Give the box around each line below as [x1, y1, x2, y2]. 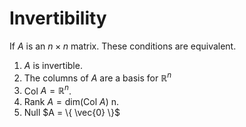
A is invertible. [23, 59, 83, 71]
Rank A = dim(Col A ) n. [23, 96, 120, 108]
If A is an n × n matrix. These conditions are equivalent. [9, 40, 237, 52]
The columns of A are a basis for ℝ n [23, 70, 172, 84]
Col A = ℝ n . [23, 83, 72, 97]
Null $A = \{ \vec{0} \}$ [23, 107, 121, 119]
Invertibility [9, 7, 107, 30]
